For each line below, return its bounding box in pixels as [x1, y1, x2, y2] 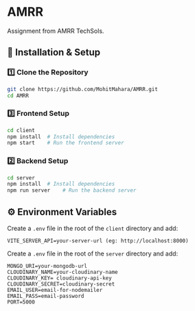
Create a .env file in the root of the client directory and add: [7, 224, 179, 233]
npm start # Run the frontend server [7, 140, 125, 147]
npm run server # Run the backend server [7, 187, 137, 194]
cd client [7, 127, 36, 134]
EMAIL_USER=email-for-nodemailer [7, 287, 103, 294]
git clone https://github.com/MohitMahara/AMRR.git [7, 86, 158, 92]
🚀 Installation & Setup [7, 47, 101, 58]
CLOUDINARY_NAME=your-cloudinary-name [7, 269, 118, 276]
